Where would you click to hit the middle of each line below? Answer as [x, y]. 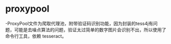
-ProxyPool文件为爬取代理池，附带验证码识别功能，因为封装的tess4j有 [79, 23]
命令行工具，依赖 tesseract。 [36, 36]
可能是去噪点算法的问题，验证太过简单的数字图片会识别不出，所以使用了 [90, 30]
